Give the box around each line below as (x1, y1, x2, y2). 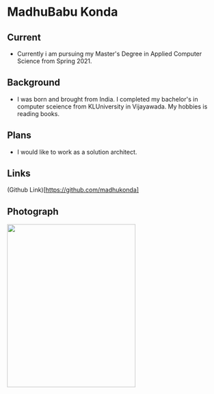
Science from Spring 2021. (16, 57, 92, 65)
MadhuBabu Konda (7, 4, 118, 20)
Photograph (7, 205, 59, 217)
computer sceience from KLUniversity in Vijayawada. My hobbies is (16, 102, 208, 111)
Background (7, 77, 60, 89)
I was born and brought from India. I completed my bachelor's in (16, 95, 198, 103)
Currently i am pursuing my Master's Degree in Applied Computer (16, 49, 202, 58)
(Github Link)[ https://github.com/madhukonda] (7, 186, 139, 194)
